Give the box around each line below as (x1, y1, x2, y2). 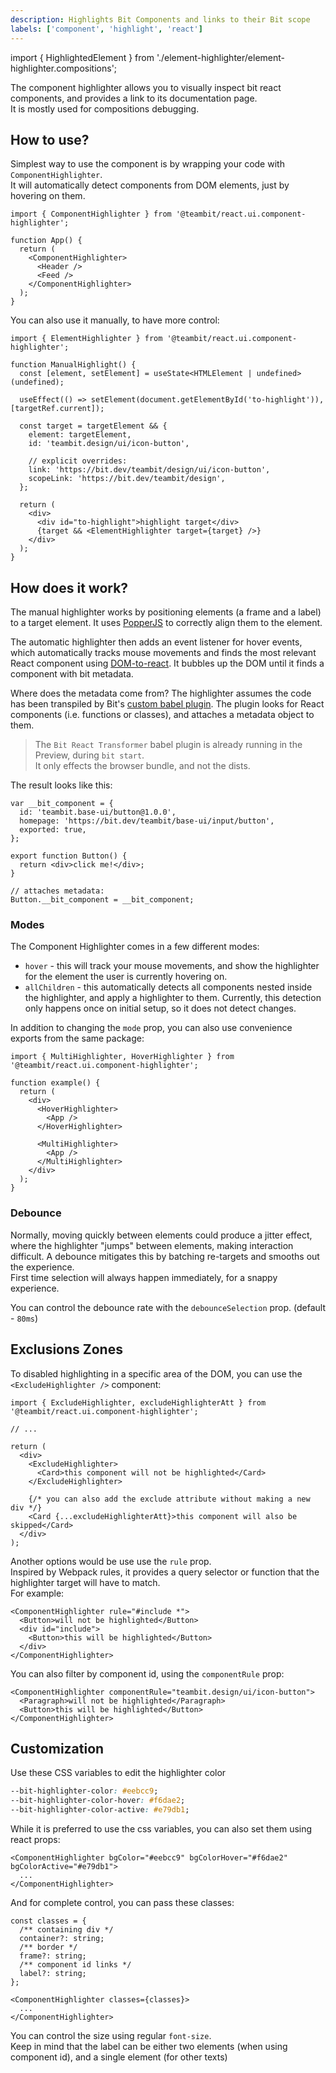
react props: (10, 1833, 61, 1845)
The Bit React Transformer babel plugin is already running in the (34, 739, 303, 751)
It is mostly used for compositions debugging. (10, 102, 200, 115)
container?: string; (19, 1933, 105, 1943)
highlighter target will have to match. (10, 1576, 161, 1588)
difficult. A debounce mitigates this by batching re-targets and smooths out (10, 1250, 320, 1262)
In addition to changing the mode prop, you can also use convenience (10, 1022, 293, 1034)
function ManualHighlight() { (10, 360, 137, 370)
